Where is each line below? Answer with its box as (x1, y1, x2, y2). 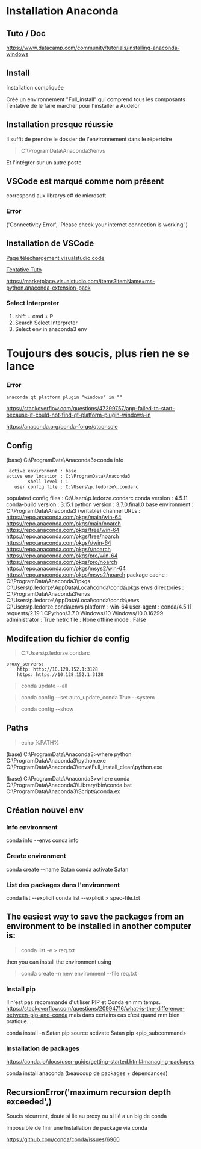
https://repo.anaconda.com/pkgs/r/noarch (6, 546, 111, 553)
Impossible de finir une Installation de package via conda (6, 1124, 147, 1132)
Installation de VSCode (6, 238, 94, 249)
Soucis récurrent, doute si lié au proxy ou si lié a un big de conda (6, 1112, 167, 1120)
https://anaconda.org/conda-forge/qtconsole (6, 423, 119, 430)
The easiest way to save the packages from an (6, 912, 184, 922)
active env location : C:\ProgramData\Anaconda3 (6, 474, 131, 480)
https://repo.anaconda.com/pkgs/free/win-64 (6, 527, 120, 534)
